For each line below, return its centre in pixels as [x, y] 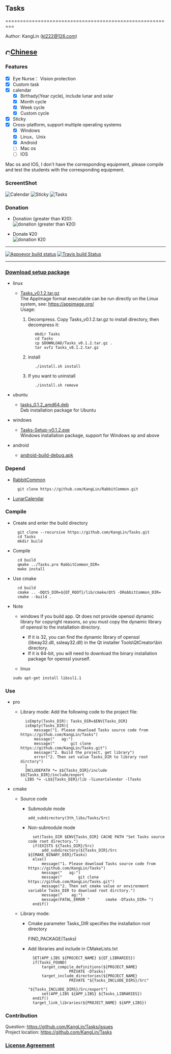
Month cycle [33, 101]
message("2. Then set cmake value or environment [95, 886]
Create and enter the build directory [50, 523]
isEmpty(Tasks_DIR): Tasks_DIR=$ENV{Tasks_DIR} [76, 721]
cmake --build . [35, 597]
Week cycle [32, 107]
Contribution [21, 1016]
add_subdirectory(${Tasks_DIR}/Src [79, 850]
